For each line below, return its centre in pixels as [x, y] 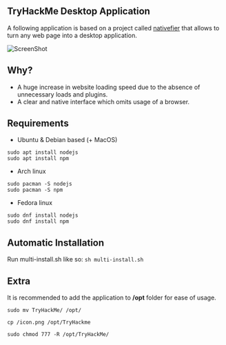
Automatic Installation [56, 243]
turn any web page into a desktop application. [72, 35]
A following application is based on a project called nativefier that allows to [113, 28]
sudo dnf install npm [38, 221]
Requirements [38, 124]
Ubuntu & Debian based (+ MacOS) [67, 140]
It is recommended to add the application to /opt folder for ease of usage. [112, 298]
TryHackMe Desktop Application [79, 11]
